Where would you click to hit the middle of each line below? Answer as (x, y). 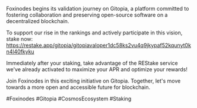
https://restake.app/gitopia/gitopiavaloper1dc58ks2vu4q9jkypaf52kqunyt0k (99, 45)
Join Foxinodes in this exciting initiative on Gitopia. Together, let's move (93, 81)
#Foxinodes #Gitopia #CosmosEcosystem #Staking (69, 99)
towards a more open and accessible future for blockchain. (78, 87)
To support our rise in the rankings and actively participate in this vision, (94, 33)
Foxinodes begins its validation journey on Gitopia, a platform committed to (98, 9)
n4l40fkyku (20, 52)
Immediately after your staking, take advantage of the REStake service (92, 63)
